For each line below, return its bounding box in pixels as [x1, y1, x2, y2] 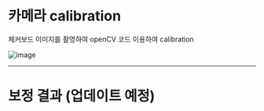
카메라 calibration [8, 7, 122, 25]
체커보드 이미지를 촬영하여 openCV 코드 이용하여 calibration [8, 34, 194, 44]
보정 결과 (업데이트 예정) [8, 88, 156, 106]
